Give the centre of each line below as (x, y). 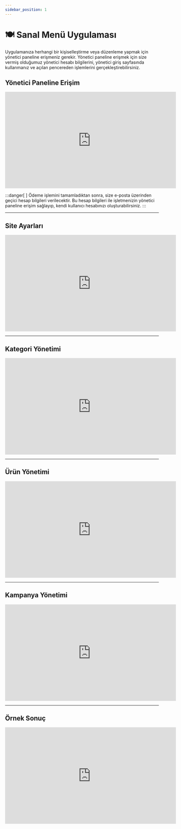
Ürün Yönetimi (27, 472)
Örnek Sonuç (25, 718)
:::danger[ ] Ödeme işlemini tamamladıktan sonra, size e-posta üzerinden (78, 195)
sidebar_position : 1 (26, 10)
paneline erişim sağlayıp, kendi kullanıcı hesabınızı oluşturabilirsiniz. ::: (76, 206)
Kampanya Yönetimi (36, 595)
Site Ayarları (24, 226)
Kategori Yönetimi (33, 349)
